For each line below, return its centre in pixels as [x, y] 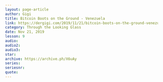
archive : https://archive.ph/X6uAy [41, 59]
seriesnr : [15, 68]
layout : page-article [27, 9]
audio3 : [13, 50]
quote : [12, 72]
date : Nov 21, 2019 [25, 32]
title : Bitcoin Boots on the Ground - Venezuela [55, 18]
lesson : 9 [15, 37]
